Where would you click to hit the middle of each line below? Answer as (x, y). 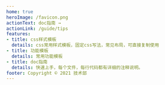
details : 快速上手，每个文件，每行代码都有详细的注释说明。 (77, 67)
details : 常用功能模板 (37, 56)
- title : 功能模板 (28, 51)
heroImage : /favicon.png (37, 17)
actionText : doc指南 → (34, 23)
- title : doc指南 (27, 62)
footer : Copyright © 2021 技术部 (46, 73)
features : (19, 34)
